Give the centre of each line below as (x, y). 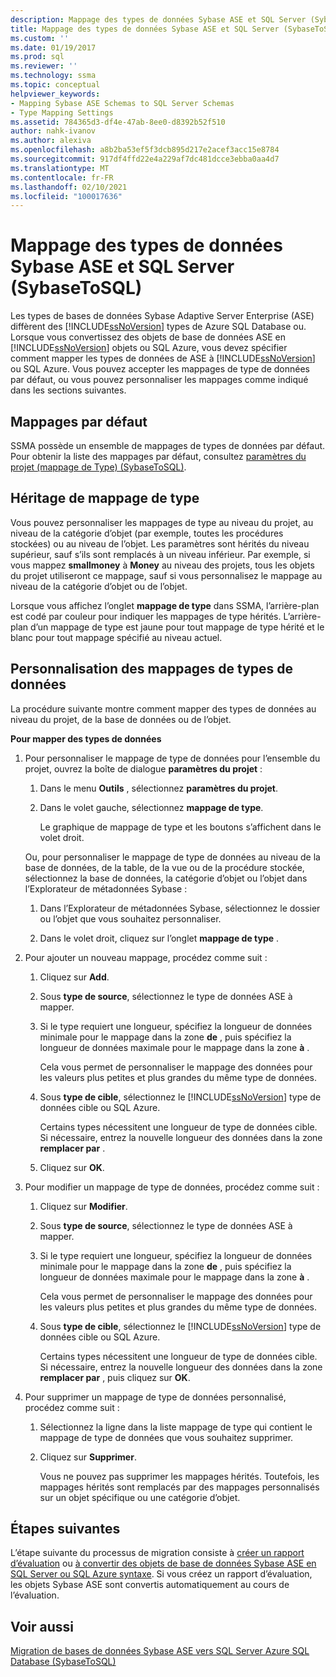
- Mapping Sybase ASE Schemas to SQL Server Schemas (122, 103)
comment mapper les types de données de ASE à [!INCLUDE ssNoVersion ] (163, 358)
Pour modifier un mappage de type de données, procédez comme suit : (172, 1187)
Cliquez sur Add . (74, 977)
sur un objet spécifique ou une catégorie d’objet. (140, 1497)
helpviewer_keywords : (55, 94)
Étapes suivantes (65, 1529)
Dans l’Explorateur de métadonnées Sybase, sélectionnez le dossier (180, 908)
